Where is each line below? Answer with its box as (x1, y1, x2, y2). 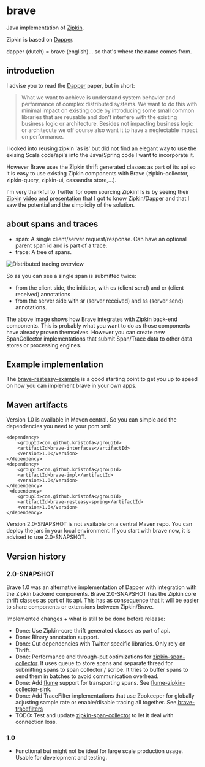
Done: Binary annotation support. (15, 633, 99, 641)
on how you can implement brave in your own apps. (6, 382, 137, 390)
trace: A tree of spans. (15, 248, 72, 255)
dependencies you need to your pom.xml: (6, 423, 111, 430)
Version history (6, 551, 67, 561)
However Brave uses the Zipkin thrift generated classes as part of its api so (6, 163, 196, 171)
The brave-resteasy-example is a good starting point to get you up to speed (6, 376, 198, 383)
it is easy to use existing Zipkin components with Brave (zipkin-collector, (6, 169, 189, 177)
